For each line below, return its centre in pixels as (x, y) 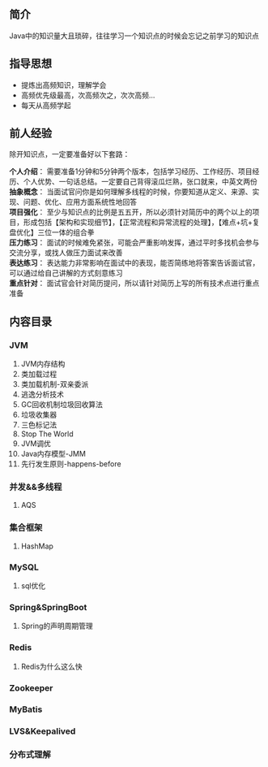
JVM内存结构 (43, 364)
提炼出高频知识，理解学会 (64, 84)
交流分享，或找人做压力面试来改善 (66, 253)
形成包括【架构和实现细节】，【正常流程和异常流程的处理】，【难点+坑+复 (141, 223)
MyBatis (26, 709)
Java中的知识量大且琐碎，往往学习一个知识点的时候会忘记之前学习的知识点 (134, 36)
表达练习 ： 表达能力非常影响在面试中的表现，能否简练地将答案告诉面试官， (134, 263)
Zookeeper (31, 687)
